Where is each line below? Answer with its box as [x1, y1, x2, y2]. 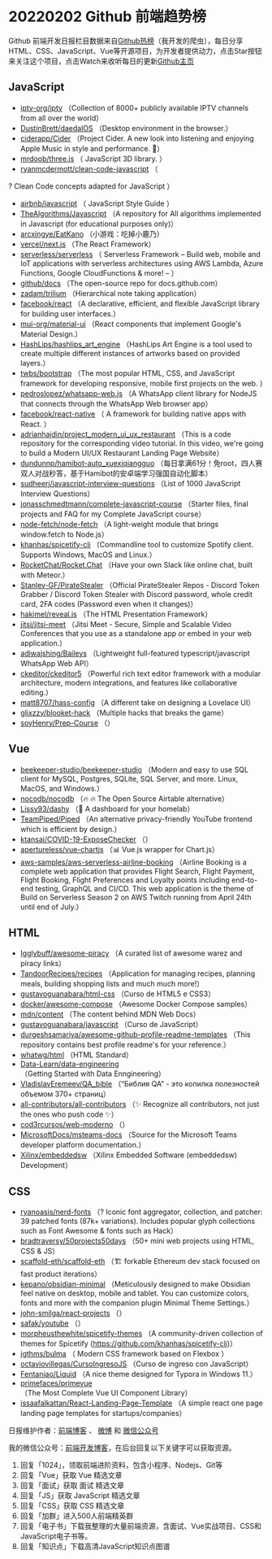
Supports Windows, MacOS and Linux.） [19, 550, 157, 560]
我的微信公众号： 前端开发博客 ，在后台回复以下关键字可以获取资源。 [8, 1443, 236, 1452]
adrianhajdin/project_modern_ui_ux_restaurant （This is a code [19, 429, 231, 439]
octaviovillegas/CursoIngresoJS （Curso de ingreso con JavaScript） [19, 1359, 253, 1369]
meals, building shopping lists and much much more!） [19, 979, 205, 989]
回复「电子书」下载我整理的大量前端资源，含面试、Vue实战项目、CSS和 [19, 1522, 262, 1531]
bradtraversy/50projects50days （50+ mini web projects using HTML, [19, 1236, 255, 1246]
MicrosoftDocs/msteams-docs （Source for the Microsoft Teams [19, 1130, 238, 1139]
